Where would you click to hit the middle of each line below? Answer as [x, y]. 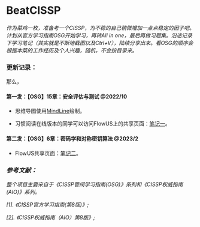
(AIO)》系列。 [23, 192]
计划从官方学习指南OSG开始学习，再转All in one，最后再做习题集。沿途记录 [99, 35]
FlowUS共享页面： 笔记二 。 [48, 153]
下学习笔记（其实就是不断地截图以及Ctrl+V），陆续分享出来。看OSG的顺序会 [100, 43]
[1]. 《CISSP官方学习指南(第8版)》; [48, 204]
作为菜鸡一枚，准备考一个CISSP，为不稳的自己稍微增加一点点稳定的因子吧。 [100, 28]
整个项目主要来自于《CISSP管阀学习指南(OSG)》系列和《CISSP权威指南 [95, 184]
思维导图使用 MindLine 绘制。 [50, 111]
